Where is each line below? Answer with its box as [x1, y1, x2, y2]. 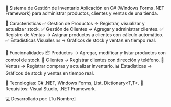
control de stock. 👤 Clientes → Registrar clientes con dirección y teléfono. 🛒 [5, 57, 164, 63]
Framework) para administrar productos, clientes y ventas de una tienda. [5, 10, 158, 16]
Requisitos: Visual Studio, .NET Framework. [5, 85, 96, 92]
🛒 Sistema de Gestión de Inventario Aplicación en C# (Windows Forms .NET [5, 5, 165, 11]
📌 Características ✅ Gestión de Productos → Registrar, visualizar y [5, 20, 145, 26]
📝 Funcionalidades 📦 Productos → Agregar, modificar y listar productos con [5, 50, 166, 56]
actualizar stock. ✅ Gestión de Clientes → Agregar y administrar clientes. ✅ [5, 26, 164, 32]
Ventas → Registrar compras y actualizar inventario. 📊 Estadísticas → [5, 63, 152, 69]
